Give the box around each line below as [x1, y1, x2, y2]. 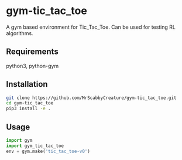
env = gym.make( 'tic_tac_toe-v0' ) [6, 148, 91, 154]
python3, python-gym [6, 62, 59, 69]
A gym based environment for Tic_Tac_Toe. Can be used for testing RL [6, 23, 176, 30]
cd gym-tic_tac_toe [6, 100, 54, 106]
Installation [6, 79, 48, 89]
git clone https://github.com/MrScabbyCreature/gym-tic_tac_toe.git [6, 95, 177, 101]
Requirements [6, 47, 59, 57]
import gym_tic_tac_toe [6, 142, 64, 149]
